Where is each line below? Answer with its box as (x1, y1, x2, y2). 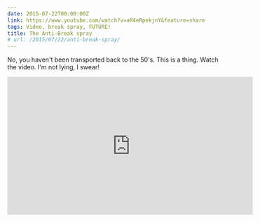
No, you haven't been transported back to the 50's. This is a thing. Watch (7, 55, 219, 64)
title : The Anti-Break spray (7, 29, 93, 37)
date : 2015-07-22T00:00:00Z (7, 10, 90, 18)
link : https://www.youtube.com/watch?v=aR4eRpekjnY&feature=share (7, 17, 205, 24)
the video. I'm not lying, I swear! (7, 63, 100, 71)
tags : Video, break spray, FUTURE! (7, 23, 111, 30)
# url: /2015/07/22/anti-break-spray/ (7, 36, 121, 43)
